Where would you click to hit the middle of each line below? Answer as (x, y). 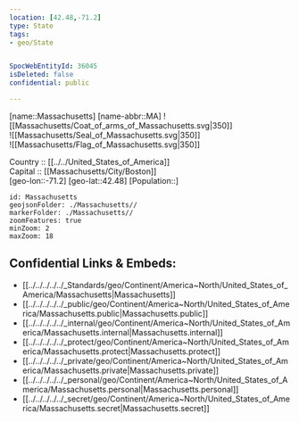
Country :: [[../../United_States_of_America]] (90, 161)
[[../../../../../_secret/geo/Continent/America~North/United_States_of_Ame (156, 399)
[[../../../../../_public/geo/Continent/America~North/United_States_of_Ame (156, 303)
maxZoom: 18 (31, 236)
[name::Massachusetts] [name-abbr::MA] (86, 116)
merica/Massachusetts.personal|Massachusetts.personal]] (130, 389)
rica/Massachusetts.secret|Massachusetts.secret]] (116, 408)
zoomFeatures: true (46, 220)
